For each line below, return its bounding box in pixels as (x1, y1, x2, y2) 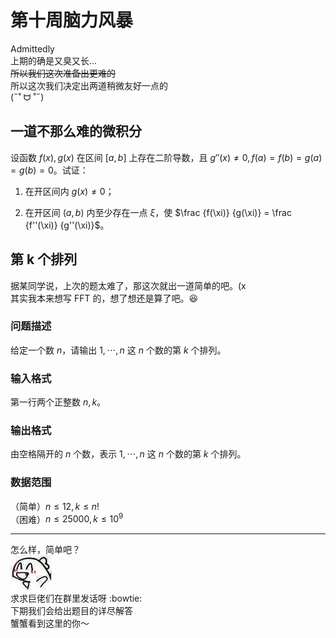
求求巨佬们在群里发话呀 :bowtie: (10, 592, 143, 605)
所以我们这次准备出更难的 (10, 67, 116, 79)
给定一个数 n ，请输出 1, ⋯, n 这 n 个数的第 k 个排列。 (10, 344, 227, 356)
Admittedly (10, 42, 55, 55)
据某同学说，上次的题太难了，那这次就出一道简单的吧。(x (10, 279, 247, 291)
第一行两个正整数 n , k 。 (10, 396, 107, 408)
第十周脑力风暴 (10, 9, 134, 32)
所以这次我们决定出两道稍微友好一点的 (10, 79, 168, 91)
